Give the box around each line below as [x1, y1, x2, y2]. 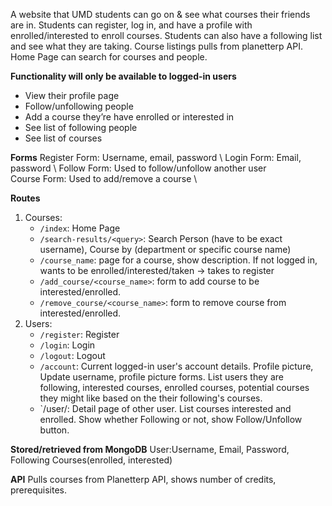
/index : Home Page [39, 222, 121, 234]
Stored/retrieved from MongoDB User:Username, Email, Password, [10, 444, 290, 455]
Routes [10, 192, 41, 204]
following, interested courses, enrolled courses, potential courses [39, 382, 310, 393]
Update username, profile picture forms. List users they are [39, 371, 284, 383]
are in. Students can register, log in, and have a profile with [10, 19, 253, 31]
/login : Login [39, 339, 96, 351]
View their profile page [24, 90, 120, 101]
